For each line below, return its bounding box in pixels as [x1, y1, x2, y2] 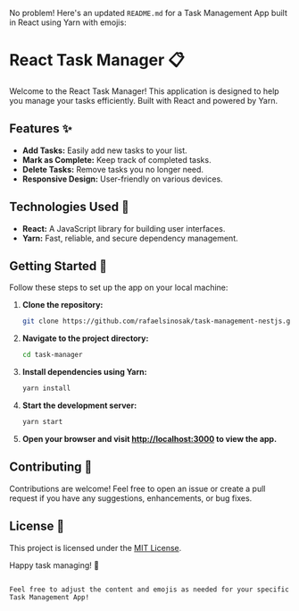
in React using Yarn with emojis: [9, 17, 127, 28]
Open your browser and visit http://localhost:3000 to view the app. [21, 433, 278, 444]
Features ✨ [9, 121, 72, 137]
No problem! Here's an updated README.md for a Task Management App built [9, 8, 287, 18]
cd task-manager [21, 351, 83, 360]
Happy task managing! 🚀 [9, 559, 100, 571]
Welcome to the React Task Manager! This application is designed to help [9, 85, 279, 97]
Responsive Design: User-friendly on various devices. [21, 174, 223, 184]
